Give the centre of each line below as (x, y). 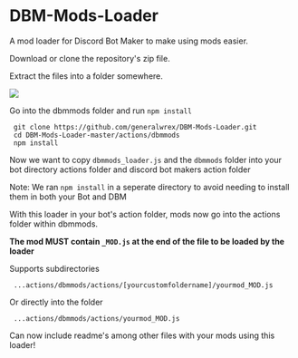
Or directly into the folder (56, 302)
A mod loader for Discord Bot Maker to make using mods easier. (129, 41)
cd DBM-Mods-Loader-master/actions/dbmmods (96, 135)
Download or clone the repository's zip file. (90, 58)
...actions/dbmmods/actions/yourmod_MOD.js (96, 318)
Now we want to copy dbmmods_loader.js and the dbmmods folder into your (146, 160)
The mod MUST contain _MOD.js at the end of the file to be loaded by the (147, 241)
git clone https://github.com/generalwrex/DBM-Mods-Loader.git (135, 127)
